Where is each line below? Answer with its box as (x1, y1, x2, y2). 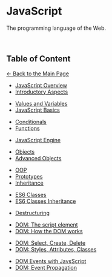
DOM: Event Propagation (15, 264, 77, 271)
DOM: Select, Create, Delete (15, 239, 86, 247)
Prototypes (15, 173, 43, 180)
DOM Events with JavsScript (15, 257, 87, 265)
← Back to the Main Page (6, 70, 70, 77)
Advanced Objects (15, 154, 62, 162)
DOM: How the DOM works (15, 227, 83, 234)
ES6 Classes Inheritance (15, 197, 76, 205)
